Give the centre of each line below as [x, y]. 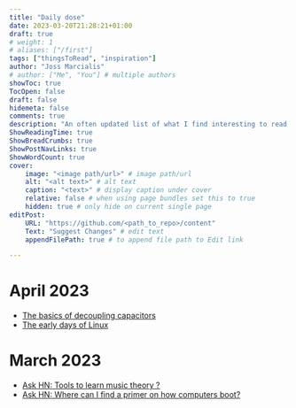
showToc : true [35, 83]
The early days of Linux [65, 325]
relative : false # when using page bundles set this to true [140, 199]
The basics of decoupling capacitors [89, 316]
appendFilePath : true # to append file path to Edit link [134, 240]
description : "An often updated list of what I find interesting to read [148, 125]
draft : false [33, 100]
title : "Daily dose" [47, 17]
